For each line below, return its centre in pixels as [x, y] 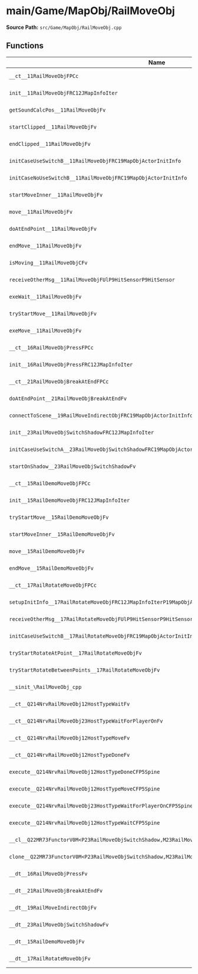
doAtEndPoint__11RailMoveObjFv [53, 229]
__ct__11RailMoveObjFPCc [44, 76]
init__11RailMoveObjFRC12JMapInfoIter [63, 93]
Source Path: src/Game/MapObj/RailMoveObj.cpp [64, 27]
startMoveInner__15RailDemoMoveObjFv [62, 534]
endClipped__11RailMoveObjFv [50, 144]
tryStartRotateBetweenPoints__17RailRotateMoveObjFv [85, 670]
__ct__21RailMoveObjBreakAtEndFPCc [59, 381]
